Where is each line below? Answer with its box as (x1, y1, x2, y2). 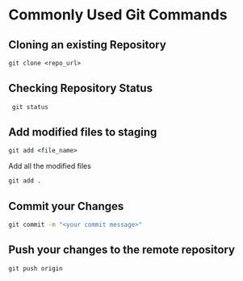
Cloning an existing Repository (8, 38, 167, 52)
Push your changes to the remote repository (8, 243, 236, 257)
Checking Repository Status (8, 82, 153, 95)
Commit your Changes (8, 199, 124, 213)
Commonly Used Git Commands (8, 6, 228, 24)
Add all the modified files (8, 161, 91, 171)
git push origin (8, 264, 63, 272)
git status (11, 103, 48, 111)
